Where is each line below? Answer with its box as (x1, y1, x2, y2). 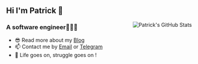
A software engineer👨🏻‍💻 (6, 23, 78, 31)
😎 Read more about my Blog (14, 36, 85, 44)
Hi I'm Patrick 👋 (6, 6, 64, 16)
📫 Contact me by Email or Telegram (14, 43, 103, 50)
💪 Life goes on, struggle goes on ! (14, 51, 97, 58)
